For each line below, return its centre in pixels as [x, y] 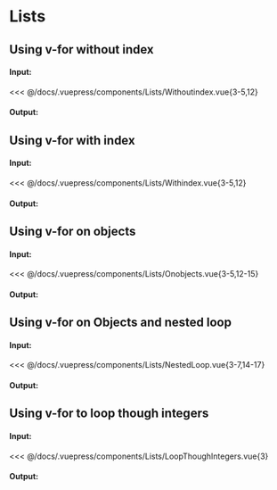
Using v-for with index [72, 140]
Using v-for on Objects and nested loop [120, 323]
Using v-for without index [81, 50]
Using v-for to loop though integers [109, 414]
